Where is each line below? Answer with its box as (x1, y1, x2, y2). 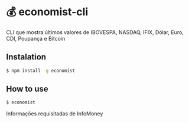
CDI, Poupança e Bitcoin (6, 35, 66, 42)
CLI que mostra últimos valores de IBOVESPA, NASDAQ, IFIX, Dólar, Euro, (6, 28, 184, 36)
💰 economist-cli (6, 5, 89, 19)
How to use (6, 84, 48, 94)
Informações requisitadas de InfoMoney (6, 110, 103, 117)
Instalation (6, 52, 46, 62)
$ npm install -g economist (6, 68, 76, 74)
